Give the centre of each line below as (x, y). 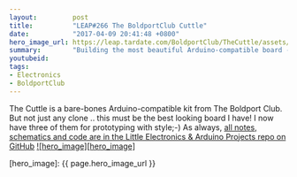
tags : (19, 67)
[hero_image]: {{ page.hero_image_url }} (83, 163)
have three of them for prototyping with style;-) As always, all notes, (133, 127)
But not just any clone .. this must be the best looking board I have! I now (141, 118)
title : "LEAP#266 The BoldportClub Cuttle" (108, 26)
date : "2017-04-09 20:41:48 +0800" (94, 34)
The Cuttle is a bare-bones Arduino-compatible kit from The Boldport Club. (146, 108)
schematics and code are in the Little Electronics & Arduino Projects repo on (148, 136)
